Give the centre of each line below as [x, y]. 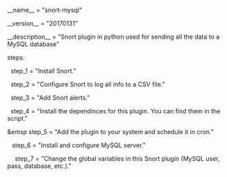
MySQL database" [33, 44]
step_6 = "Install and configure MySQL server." [78, 145]
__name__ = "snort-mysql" [45, 10]
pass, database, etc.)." [39, 166]
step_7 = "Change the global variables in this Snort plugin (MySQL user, [117, 159]
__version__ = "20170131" [43, 23]
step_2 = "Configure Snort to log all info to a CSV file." [87, 84]
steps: [16, 57]
